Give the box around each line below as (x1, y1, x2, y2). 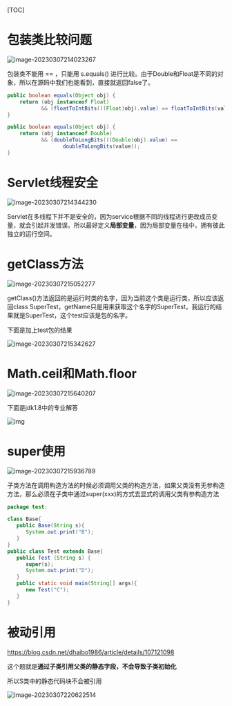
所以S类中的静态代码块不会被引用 (7, 676, 102, 685)
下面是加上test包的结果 (7, 326, 72, 334)
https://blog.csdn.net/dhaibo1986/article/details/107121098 (7, 648, 175, 656)
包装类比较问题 (7, 32, 93, 48)
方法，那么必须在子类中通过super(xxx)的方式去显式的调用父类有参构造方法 (7, 489, 220, 498)
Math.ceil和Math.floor (7, 366, 137, 382)
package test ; (7, 503, 48, 510)
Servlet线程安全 (7, 175, 99, 190)
